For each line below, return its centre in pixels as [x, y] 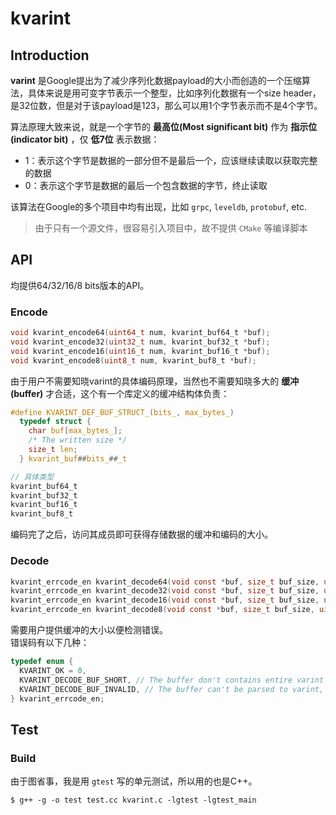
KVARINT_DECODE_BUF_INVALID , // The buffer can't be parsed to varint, [172, 689]
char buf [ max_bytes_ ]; [75, 431]
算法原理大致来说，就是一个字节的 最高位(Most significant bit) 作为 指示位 [164, 126]
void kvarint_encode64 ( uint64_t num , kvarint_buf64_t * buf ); [140, 333]
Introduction [50, 55]
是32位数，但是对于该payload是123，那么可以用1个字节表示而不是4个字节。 [166, 105]
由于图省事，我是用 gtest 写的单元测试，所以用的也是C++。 [134, 781]
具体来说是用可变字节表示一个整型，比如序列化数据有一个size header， [174, 93]
